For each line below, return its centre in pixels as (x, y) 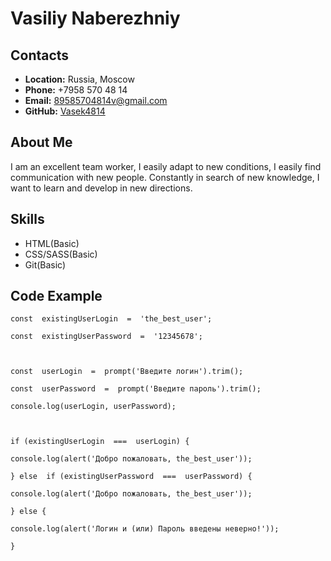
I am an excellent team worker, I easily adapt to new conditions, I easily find (166, 166)
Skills (27, 219)
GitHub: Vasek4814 (65, 111)
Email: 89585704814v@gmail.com (96, 100)
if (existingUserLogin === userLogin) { (100, 442)
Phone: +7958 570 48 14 (76, 90)
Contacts (40, 55)
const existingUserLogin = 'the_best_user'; (111, 319)
